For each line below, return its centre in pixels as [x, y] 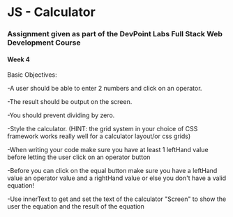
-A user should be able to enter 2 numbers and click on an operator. [105, 89]
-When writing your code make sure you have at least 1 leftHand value [108, 150]
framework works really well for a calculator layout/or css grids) [99, 136]
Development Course [44, 43]
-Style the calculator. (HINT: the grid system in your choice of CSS [103, 129]
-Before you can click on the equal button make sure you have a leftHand [112, 171]
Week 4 [18, 59]
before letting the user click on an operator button [79, 157]
